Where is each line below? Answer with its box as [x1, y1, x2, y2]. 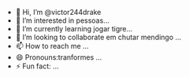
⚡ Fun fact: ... [15, 61, 59, 71]
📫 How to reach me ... [15, 42, 89, 50]
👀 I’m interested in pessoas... [15, 16, 110, 25]
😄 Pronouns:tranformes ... [15, 53, 102, 62]
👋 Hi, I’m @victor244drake [15, 8, 102, 16]
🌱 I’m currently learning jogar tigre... [15, 24, 133, 33]
